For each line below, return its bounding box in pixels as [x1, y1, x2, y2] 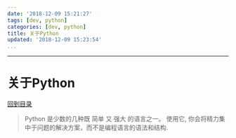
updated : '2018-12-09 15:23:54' [7, 36, 102, 43]
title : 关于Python [7, 29, 59, 37]
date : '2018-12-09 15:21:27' [7, 10, 93, 18]
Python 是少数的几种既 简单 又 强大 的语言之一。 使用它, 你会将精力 [24, 115, 219, 123]
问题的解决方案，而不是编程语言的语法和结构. [37, 123, 169, 132]
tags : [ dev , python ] [7, 17, 68, 24]
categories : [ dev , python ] [7, 23, 86, 30]
